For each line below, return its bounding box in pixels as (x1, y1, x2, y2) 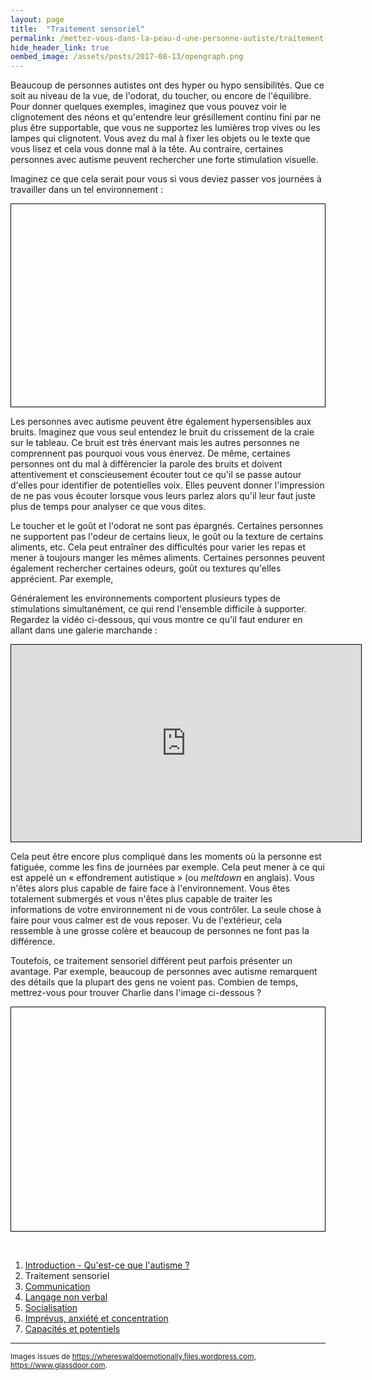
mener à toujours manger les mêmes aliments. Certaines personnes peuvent (10, 551, 326, 563)
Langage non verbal (24, 1291, 108, 1303)
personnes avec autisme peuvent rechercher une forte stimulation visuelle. (10, 154, 319, 166)
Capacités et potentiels (24, 1323, 121, 1335)
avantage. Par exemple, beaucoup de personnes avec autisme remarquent (10, 965, 318, 977)
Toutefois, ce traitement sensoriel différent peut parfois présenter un (10, 954, 293, 966)
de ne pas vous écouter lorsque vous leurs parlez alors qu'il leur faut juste (10, 489, 317, 501)
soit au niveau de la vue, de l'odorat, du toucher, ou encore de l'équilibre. (10, 90, 312, 102)
